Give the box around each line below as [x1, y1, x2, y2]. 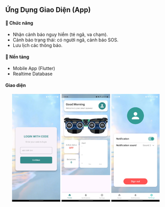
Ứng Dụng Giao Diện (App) [5, 6, 91, 14]
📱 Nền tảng [5, 54, 30, 60]
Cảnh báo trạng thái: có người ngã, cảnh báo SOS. [12, 37, 119, 43]
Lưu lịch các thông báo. [12, 42, 63, 48]
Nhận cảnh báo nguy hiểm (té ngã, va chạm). [12, 31, 108, 37]
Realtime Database [12, 71, 53, 77]
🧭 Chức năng [5, 19, 33, 26]
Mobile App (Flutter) [12, 65, 55, 71]
